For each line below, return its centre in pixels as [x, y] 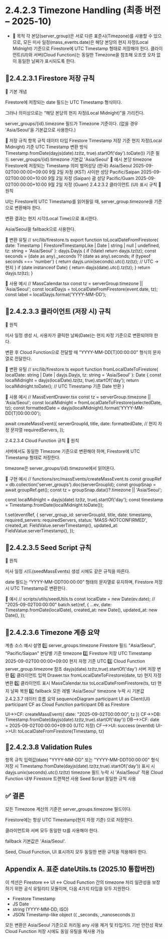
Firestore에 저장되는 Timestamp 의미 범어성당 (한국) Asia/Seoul [68, 165]
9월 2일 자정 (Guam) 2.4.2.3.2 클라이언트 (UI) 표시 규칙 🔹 [105, 184]
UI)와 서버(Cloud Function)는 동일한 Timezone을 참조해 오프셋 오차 [89, 55]
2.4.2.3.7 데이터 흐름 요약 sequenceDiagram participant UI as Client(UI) [78, 699]
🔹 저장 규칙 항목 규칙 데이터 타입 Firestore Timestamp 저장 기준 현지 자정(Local [83, 140]
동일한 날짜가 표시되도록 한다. [47, 61]
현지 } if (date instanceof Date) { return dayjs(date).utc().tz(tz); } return [78, 267]
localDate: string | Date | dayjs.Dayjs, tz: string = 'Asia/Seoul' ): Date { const [83, 374]
